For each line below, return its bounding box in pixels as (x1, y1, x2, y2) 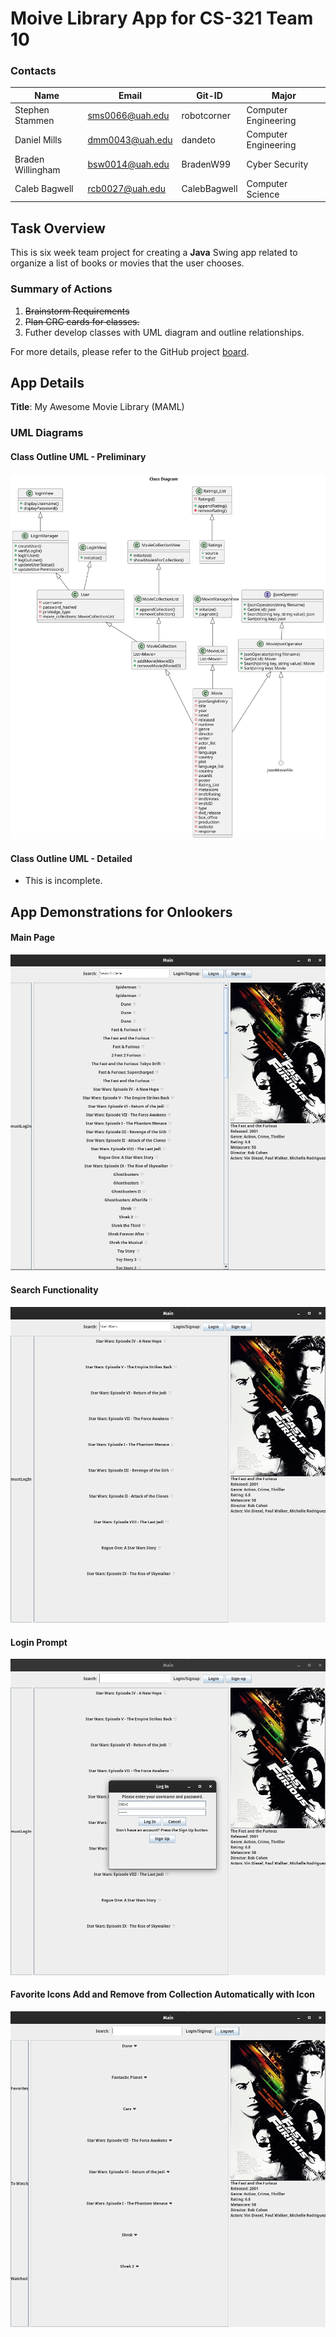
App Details (10, 374, 85, 391)
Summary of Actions (10, 282, 113, 296)
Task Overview (10, 220, 106, 237)
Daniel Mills (14, 133, 63, 146)
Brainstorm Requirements (24, 305, 130, 317)
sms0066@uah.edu (87, 109, 170, 121)
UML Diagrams (10, 426, 84, 440)
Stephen (14, 104, 50, 116)
